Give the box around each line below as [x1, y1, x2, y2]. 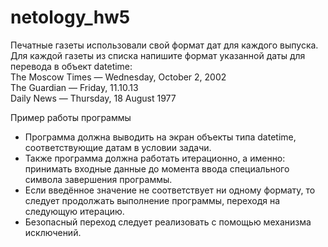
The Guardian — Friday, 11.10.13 [10, 81, 139, 93]
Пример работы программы [10, 111, 132, 123]
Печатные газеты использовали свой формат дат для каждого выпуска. [10, 39, 319, 51]
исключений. [24, 226, 82, 238]
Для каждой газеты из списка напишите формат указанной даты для [10, 49, 306, 61]
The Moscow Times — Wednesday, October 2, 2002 [10, 71, 227, 83]
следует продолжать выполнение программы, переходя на [24, 194, 281, 206]
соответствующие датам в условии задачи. [24, 141, 212, 153]
